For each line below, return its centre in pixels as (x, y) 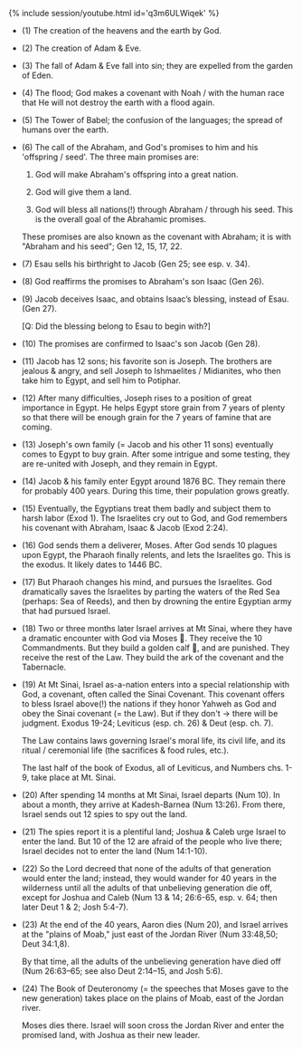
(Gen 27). (39, 308)
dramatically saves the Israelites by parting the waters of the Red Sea (151, 592)
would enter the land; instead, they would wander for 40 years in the (149, 878)
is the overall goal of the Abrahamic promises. (121, 219)
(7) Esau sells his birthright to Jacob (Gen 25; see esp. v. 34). (136, 264)
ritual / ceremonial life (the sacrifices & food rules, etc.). (125, 750)
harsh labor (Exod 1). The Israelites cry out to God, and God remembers (155, 518)
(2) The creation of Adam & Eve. (81, 48)
